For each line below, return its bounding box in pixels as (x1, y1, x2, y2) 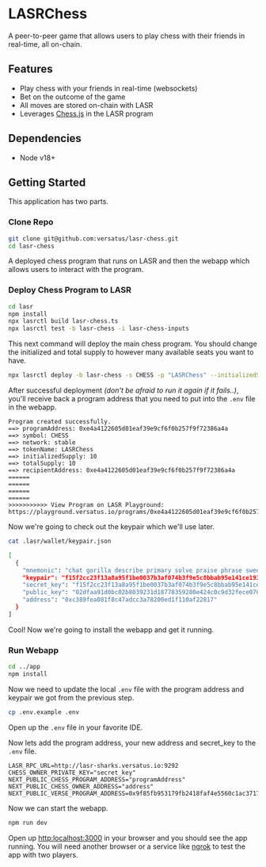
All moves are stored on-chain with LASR (19, 100, 154, 109)
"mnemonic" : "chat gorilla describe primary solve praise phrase (22, 566, 243, 574)
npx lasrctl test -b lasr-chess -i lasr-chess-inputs (8, 324, 190, 333)
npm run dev (8, 819, 47, 827)
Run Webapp (8, 644, 59, 655)
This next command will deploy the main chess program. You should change (8, 339, 257, 349)
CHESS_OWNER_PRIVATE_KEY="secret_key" (8, 769, 136, 777)
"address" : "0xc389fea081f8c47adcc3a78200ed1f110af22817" (22, 596, 218, 604)
